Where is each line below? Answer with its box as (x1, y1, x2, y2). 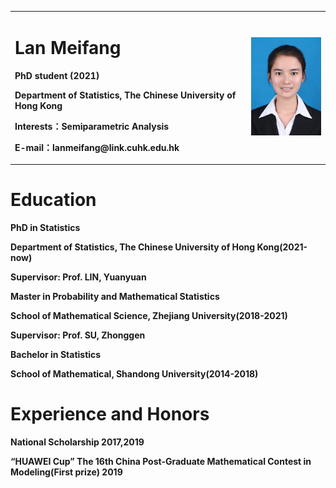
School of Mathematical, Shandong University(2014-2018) (10, 368, 259, 380)
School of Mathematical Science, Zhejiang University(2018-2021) (10, 310, 288, 322)
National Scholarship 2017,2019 (10, 436, 145, 448)
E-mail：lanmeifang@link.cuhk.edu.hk (14, 141, 180, 153)
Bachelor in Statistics (10, 349, 102, 361)
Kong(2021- (256, 241, 308, 253)
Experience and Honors (10, 403, 210, 426)
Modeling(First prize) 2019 (10, 466, 123, 478)
